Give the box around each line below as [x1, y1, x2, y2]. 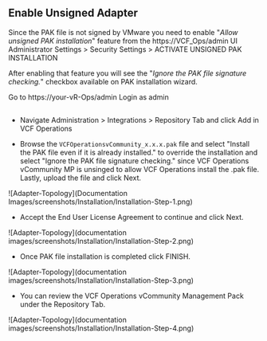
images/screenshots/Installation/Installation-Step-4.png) [8, 323, 194, 333]
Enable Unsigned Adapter [8, 6, 138, 20]
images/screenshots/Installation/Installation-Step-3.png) [8, 276, 194, 285]
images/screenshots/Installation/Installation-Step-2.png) [8, 237, 194, 246]
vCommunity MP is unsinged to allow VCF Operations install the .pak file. [19, 165, 260, 174]
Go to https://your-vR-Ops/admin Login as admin [8, 92, 169, 102]
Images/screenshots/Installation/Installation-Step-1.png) [8, 197, 193, 206]
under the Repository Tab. [19, 300, 106, 309]
